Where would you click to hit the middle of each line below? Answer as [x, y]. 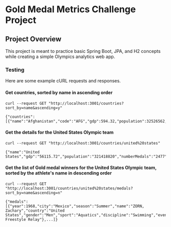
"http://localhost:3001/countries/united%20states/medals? [69, 188]
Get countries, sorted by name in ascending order [59, 92]
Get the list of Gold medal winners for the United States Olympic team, [81, 168]
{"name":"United [22, 152]
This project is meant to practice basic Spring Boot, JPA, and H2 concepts [83, 51]
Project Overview [33, 39]
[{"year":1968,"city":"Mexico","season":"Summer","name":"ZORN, [75, 206]
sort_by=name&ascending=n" [34, 193]
